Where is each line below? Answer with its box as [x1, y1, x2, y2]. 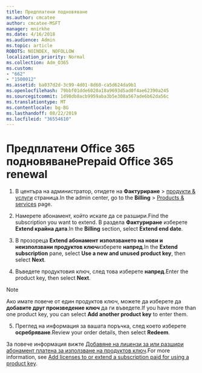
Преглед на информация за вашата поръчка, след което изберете [15, 322, 186, 330]
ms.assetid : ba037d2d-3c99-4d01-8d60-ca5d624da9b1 [6, 82, 137, 88]
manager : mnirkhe [6, 25, 50, 32]
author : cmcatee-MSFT [6, 20, 61, 26]
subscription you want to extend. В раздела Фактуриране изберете [15, 219, 187, 226]
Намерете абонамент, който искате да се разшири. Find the [15, 213, 169, 220]
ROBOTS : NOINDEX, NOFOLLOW [6, 48, 74, 54]
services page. [15, 200, 53, 208]
